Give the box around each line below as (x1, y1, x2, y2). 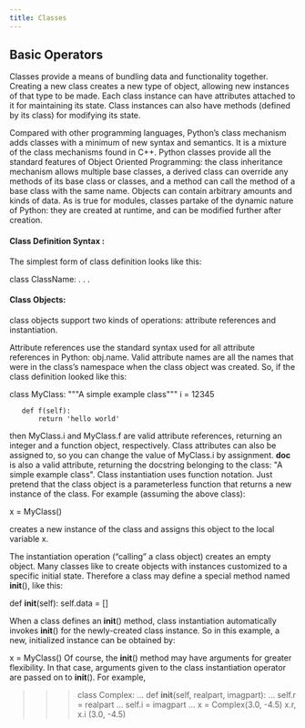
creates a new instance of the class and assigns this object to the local (9, 523, 275, 534)
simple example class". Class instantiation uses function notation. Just (9, 468, 273, 479)
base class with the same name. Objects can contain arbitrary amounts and (9, 186, 293, 197)
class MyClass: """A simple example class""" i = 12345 (9, 388, 215, 399)
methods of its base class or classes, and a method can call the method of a (9, 176, 296, 187)
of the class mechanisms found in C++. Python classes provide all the (9, 147, 271, 158)
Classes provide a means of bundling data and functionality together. (9, 71, 269, 82)
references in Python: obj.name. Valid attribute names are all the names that (9, 352, 294, 363)
